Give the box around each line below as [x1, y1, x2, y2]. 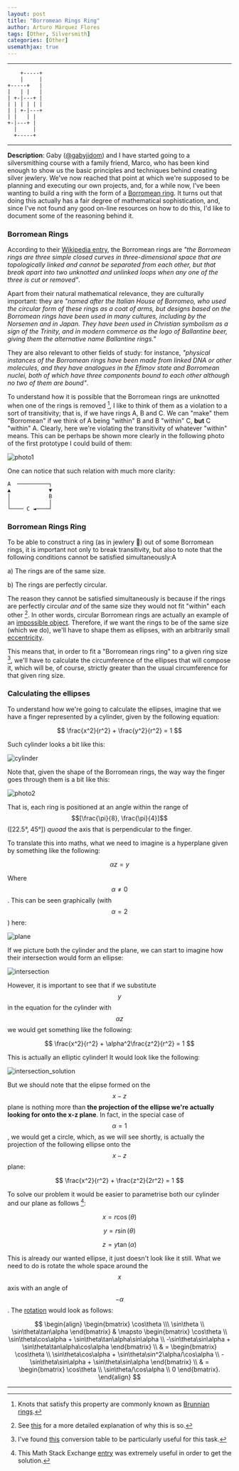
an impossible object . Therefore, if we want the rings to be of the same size [7, 618, 229, 627]
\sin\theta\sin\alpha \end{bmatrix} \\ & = [92, 1357, 210, 1366]
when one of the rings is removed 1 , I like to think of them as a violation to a [7, 400, 228, 410]
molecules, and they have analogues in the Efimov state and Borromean [7, 363, 220, 372]
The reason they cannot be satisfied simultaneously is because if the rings [7, 595, 226, 603]
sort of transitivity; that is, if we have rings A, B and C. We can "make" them [7, 408, 229, 417]
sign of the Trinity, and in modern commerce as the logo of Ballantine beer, [7, 327, 228, 336]
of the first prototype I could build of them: [7, 439, 132, 447]
